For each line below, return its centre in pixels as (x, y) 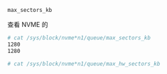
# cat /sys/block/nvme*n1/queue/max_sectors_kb (79, 38)
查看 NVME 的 (28, 24)
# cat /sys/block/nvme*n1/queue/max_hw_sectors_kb (84, 63)
